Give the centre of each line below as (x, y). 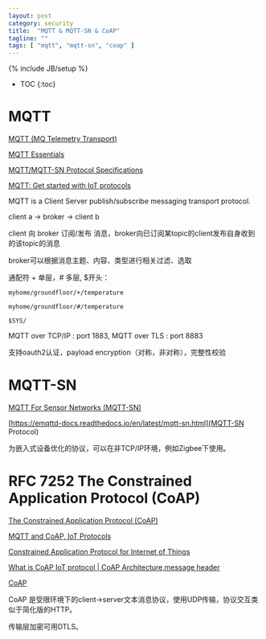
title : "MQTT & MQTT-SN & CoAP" (64, 31)
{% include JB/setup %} (48, 68)
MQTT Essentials (37, 154)
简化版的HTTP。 (49, 609)
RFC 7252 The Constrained (100, 481)
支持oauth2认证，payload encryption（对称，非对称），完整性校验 (117, 352)
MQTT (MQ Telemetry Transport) (63, 139)
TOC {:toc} (38, 84)
